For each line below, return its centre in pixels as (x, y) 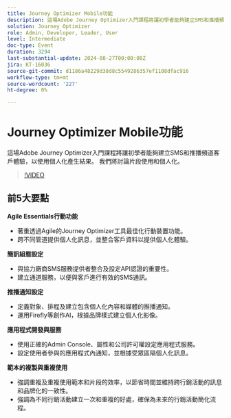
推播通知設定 (25, 291)
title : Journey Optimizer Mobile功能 (60, 13)
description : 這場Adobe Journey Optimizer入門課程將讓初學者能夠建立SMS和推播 (113, 20)
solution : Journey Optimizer (49, 26)
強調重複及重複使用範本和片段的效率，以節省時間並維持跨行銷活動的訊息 (119, 382)
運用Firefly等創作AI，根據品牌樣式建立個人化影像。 (89, 315)
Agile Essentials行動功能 (43, 216)
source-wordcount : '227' (43, 84)
